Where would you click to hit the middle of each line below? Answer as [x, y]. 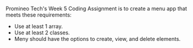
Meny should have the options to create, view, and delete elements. [97, 39]
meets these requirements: [39, 15]
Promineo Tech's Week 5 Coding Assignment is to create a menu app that [96, 9]
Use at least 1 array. [39, 26]
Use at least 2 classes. [42, 33]
